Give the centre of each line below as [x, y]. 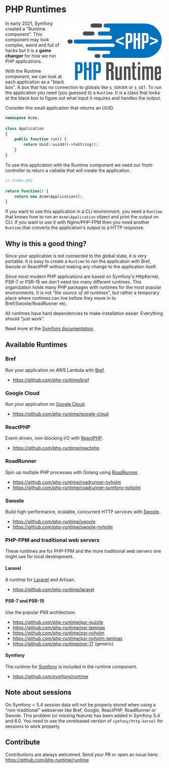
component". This [24, 34]
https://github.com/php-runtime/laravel [53, 589]
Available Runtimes [36, 345]
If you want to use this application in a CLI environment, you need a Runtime [84, 211]
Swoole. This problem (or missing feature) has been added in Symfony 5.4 [83, 715]
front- [148, 165]
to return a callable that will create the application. [78, 170]
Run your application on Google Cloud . [46, 404]
